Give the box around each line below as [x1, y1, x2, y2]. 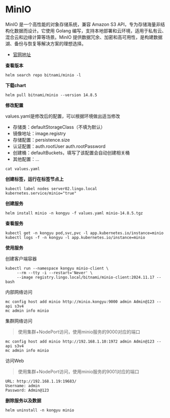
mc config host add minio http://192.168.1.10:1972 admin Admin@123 [5, 339, 155, 344]
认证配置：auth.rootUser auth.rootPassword [12, 143, 106, 149]
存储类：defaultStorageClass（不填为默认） [12, 124, 105, 130]
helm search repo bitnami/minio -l [5, 72, 81, 78]
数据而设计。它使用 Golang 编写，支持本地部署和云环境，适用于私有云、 [14, 27, 166, 34]
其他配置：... [12, 156, 39, 162]
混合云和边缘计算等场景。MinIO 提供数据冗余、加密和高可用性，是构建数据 [5, 34, 163, 40]
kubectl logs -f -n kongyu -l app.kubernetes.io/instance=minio [5, 235, 145, 240]
